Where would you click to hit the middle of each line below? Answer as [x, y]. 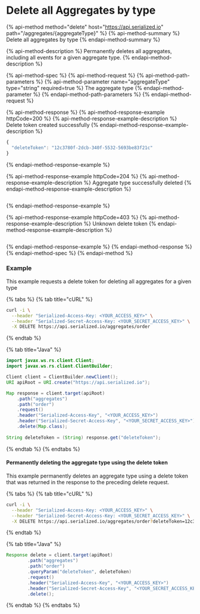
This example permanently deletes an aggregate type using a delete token [97, 476]
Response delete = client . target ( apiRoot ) [60, 555]
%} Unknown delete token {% [120, 224]
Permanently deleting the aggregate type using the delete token [87, 463]
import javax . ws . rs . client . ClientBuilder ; [60, 366]
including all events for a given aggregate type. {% [68, 57]
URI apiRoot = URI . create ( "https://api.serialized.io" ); [78, 382]
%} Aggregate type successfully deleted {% [137, 182]
